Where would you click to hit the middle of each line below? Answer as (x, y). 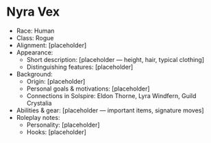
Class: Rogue (35, 37)
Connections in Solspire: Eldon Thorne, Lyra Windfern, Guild (111, 95)
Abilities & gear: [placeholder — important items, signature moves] (110, 110)
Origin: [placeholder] (56, 81)
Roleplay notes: (38, 117)
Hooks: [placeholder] (57, 132)
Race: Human (35, 31)
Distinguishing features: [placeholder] (80, 67)
